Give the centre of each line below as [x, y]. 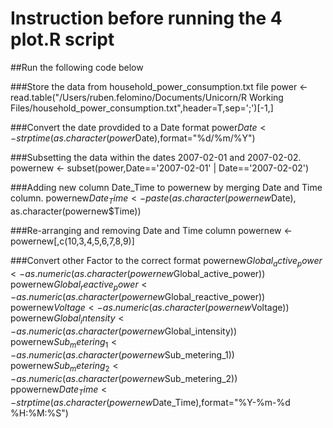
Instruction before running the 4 [146, 18]
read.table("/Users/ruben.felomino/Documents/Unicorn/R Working [147, 97]
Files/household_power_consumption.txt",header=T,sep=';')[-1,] [142, 108]
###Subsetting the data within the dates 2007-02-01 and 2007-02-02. [156, 157]
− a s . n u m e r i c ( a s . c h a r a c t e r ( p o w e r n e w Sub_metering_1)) [122, 354]
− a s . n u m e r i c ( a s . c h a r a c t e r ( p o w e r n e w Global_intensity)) [124, 331]
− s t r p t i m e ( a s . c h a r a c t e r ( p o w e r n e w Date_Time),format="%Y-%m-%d [150, 402]
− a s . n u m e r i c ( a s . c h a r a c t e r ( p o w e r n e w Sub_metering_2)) [124, 378]
